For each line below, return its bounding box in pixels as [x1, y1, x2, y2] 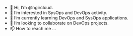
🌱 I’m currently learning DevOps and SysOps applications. [9, 15, 129, 20]
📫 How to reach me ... [9, 26, 56, 31]
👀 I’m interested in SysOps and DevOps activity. [9, 10, 108, 16]
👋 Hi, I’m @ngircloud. [9, 5, 53, 10]
